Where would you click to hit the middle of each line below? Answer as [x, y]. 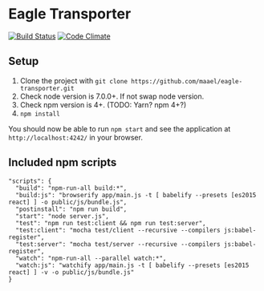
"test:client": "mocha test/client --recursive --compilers [118, 230]
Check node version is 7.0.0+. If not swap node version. [112, 96]
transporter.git [47, 88]
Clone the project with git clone [74, 80]
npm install [40, 114]
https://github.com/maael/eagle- [187, 81]
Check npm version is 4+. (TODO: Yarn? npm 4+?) [103, 104]
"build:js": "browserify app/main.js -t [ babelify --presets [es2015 [136, 195]
